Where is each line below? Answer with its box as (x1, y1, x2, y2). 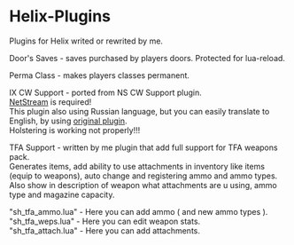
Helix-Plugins (9, 6, 112, 27)
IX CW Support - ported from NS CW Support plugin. (9, 87, 202, 98)
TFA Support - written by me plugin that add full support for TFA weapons (9, 142, 278, 153)
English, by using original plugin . (9, 115, 128, 126)
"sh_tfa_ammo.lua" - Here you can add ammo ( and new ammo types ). (9, 206, 268, 217)
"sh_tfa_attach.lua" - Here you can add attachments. (9, 225, 201, 236)
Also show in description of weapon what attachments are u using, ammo (9, 179, 277, 190)
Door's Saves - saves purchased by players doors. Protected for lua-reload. (9, 52, 286, 63)
